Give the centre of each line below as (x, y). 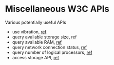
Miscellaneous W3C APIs (57, 9)
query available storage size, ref (44, 37)
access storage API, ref (36, 57)
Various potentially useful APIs (36, 22)
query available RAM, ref (37, 42)
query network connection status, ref (49, 47)
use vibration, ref (29, 32)
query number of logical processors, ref (52, 52)
